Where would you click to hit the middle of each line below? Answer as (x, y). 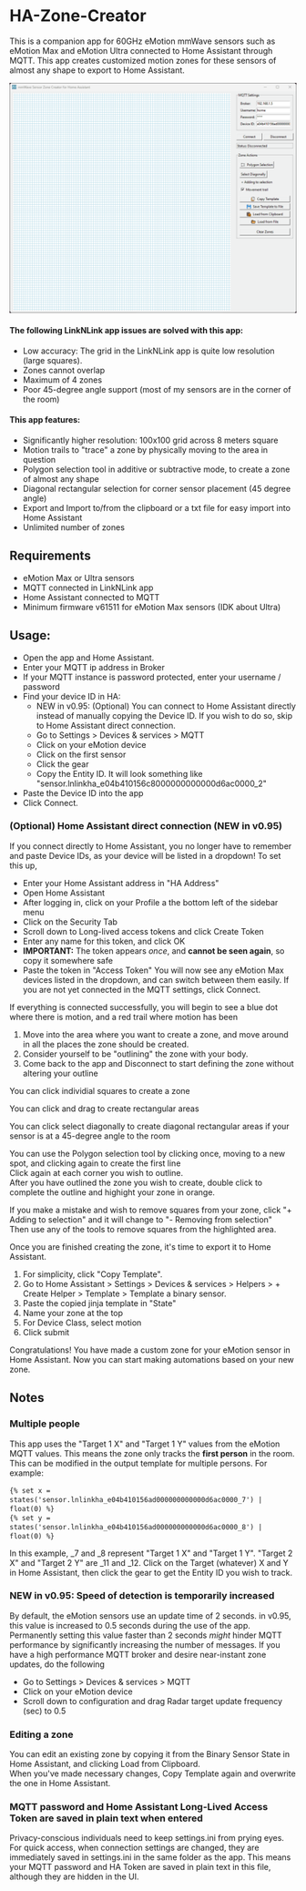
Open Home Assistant (64, 893)
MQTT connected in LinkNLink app (88, 588)
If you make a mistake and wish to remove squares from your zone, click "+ (151, 1210)
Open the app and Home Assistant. (88, 658)
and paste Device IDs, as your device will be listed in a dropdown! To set (145, 855)
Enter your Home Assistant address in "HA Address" (121, 883)
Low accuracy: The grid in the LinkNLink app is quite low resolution (148, 351)
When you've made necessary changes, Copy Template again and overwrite (153, 1773)
